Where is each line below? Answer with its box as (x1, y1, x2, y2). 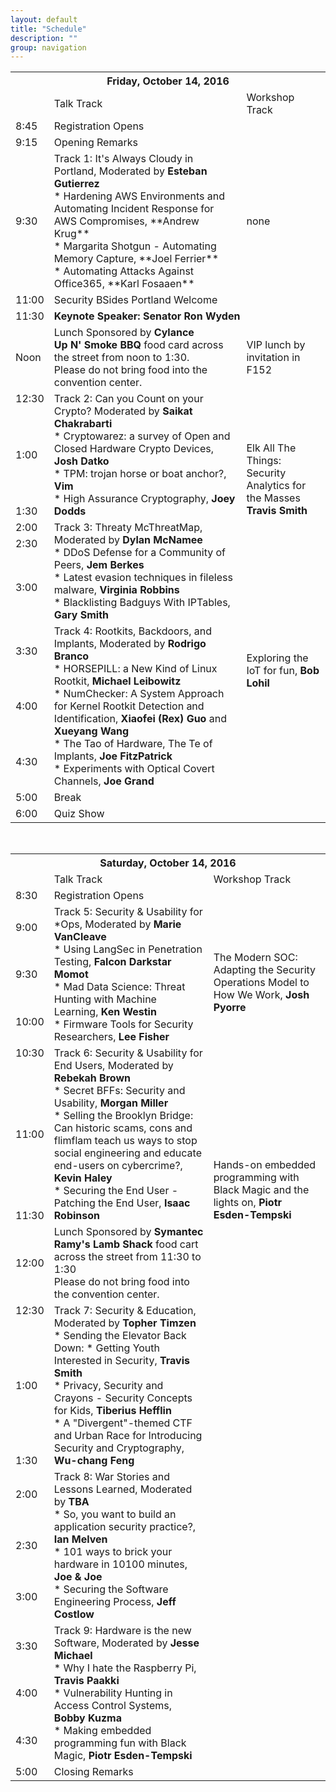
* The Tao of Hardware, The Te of (53, 737, 213, 751)
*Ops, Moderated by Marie (53, 917, 182, 931)
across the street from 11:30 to (53, 1250, 202, 1264)
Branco (53, 649, 90, 663)
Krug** (53, 227, 90, 241)
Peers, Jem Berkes (53, 558, 145, 572)
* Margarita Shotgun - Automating (53, 239, 217, 253)
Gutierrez (53, 177, 100, 191)
